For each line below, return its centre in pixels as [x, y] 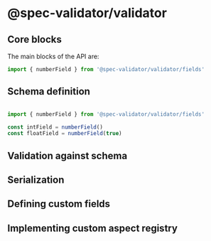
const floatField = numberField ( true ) [65, 134]
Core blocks [35, 39]
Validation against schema [67, 155]
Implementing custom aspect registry [92, 228]
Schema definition [49, 91]
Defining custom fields [59, 204]
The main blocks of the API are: [53, 56]
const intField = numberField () [55, 127]
